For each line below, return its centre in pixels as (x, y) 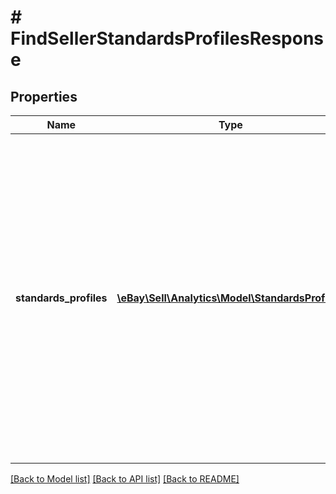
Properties (44, 96)
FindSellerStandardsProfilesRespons (167, 38)
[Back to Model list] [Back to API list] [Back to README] (125, 479)
